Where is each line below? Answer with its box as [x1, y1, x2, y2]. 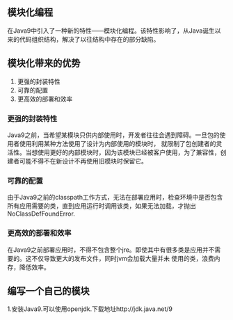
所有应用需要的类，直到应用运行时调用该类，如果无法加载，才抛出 [7, 202, 196, 210]
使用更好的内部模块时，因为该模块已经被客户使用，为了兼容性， [37, 148, 220, 157]
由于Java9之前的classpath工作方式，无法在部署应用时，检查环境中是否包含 [7, 193, 223, 202]
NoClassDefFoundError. [7, 209, 75, 218]
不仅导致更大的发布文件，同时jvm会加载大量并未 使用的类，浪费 [31, 254, 214, 262]
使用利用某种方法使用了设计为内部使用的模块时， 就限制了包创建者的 [19, 139, 216, 147]
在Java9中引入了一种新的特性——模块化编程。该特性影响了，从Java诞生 [7, 26, 216, 35]
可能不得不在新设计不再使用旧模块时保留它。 [19, 157, 147, 165]
